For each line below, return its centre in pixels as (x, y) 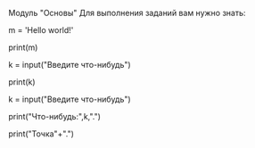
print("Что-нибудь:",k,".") (55, 116)
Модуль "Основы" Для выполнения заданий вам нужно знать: (127, 13)
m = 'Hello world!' (41, 30)
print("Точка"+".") (41, 134)
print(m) (23, 47)
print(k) (22, 82)
